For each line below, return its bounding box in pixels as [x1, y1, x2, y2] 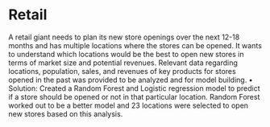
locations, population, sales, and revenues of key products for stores [8, 66, 236, 76]
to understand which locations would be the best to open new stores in [8, 49, 244, 59]
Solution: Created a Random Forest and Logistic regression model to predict [8, 83, 260, 93]
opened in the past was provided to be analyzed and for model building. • [8, 75, 253, 84]
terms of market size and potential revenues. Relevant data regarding [8, 58, 238, 68]
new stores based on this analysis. [8, 109, 123, 118]
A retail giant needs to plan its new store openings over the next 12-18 [8, 32, 240, 42]
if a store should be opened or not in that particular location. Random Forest [8, 92, 260, 101]
